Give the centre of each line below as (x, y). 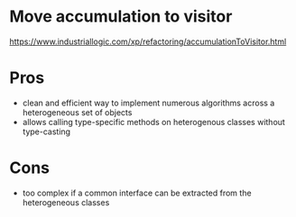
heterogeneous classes (66, 202)
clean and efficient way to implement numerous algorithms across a (148, 103)
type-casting (46, 131)
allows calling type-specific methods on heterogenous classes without (154, 122)
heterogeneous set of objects (77, 112)
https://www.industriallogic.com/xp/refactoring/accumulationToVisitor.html (148, 41)
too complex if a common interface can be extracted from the (137, 193)
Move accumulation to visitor (121, 17)
